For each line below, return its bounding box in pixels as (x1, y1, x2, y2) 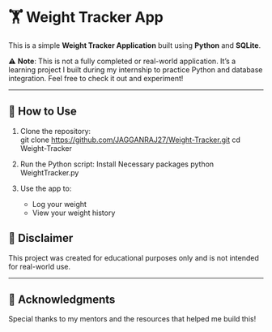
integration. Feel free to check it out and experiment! (8, 73, 184, 83)
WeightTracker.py (19, 167, 79, 177)
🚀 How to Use (8, 105, 77, 119)
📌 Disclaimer (8, 231, 74, 245)
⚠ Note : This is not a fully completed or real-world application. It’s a (8, 56, 236, 66)
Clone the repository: (19, 126, 91, 136)
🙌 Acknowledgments (8, 292, 116, 306)
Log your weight (32, 199, 87, 209)
